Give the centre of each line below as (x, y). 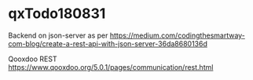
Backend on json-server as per (58, 35)
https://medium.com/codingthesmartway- (178, 35)
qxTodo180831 (57, 14)
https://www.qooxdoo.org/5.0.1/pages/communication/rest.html (111, 67)
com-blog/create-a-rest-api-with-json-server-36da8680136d (108, 43)
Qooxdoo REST (33, 59)
